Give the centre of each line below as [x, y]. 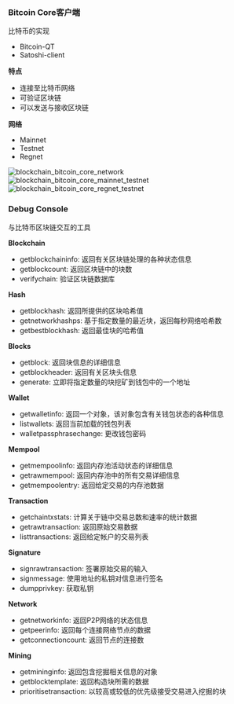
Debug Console [38, 209]
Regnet [31, 157]
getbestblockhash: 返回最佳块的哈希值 [81, 330]
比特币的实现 [29, 31]
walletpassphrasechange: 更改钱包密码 [83, 433]
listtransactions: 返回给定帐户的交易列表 [84, 537]
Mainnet [33, 140]
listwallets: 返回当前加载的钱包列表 [75, 423]
